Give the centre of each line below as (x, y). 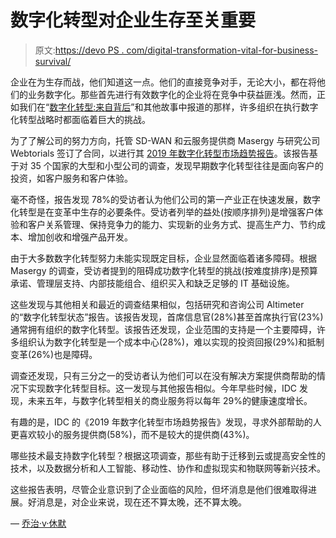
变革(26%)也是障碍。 (54, 354)
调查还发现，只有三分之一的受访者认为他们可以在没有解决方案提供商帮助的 (163, 375)
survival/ (53, 61)
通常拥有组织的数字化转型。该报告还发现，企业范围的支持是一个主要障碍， (163, 329)
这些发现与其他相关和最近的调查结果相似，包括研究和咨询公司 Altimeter (157, 304)
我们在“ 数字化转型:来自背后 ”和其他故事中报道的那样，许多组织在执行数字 (168, 107)
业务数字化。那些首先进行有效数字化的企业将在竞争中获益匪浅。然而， (172, 94)
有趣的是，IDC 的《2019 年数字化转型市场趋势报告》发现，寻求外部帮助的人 (166, 422)
